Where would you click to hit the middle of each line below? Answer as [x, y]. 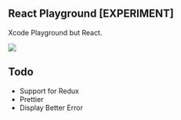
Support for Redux [49, 91]
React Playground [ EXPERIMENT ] [91, 14]
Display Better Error [51, 107]
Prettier [31, 99]
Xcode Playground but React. [55, 32]
